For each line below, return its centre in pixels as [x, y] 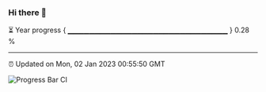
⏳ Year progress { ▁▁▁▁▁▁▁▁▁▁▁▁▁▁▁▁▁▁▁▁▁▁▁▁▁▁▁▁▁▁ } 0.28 [129, 30]
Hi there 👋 [28, 13]
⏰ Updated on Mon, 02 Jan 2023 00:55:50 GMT [87, 64]
